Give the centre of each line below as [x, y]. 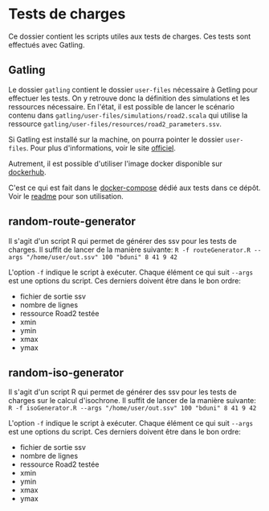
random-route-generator [72, 222]
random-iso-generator [66, 372]
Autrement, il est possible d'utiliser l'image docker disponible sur [115, 163]
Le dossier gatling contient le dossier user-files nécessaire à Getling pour [133, 89]
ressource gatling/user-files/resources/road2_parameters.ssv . [115, 124]
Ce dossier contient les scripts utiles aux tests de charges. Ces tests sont [130, 36]
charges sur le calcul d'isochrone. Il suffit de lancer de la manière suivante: [132, 401]
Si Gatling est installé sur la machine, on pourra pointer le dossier [116, 139]
